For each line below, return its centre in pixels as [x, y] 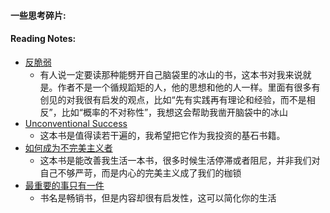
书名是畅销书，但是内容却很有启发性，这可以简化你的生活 [158, 197]
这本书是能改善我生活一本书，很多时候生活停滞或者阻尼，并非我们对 [180, 160]
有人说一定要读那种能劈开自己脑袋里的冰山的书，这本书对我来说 [171, 74]
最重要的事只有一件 [64, 185]
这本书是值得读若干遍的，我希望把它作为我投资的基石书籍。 [162, 135]
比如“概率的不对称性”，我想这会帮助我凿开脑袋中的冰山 [175, 112]
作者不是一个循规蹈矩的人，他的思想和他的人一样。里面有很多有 [189, 87]
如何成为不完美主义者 [68, 147]
